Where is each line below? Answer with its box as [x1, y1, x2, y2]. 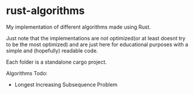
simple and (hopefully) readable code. [6, 47, 98, 54]
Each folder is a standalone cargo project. [6, 58, 107, 65]
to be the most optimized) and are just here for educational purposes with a [6, 41, 189, 48]
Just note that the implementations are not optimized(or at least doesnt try [6, 34, 186, 41]
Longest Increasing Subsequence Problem [14, 81, 118, 88]
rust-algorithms [6, 4, 85, 18]
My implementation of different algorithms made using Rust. [6, 23, 151, 30]
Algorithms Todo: [6, 69, 48, 76]
